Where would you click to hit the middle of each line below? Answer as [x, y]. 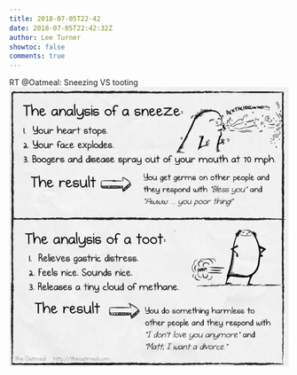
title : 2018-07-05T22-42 [55, 19]
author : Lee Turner [45, 37]
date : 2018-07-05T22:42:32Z [61, 28]
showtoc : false [37, 47]
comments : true [37, 56]
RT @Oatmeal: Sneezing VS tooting [74, 82]
